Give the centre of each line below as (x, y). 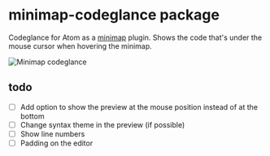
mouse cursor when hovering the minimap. (80, 45)
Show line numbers (52, 134)
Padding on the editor (57, 143)
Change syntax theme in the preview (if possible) (102, 124)
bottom (32, 116)
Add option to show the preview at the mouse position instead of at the (139, 106)
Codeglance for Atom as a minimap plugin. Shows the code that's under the (135, 37)
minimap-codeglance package (114, 15)
